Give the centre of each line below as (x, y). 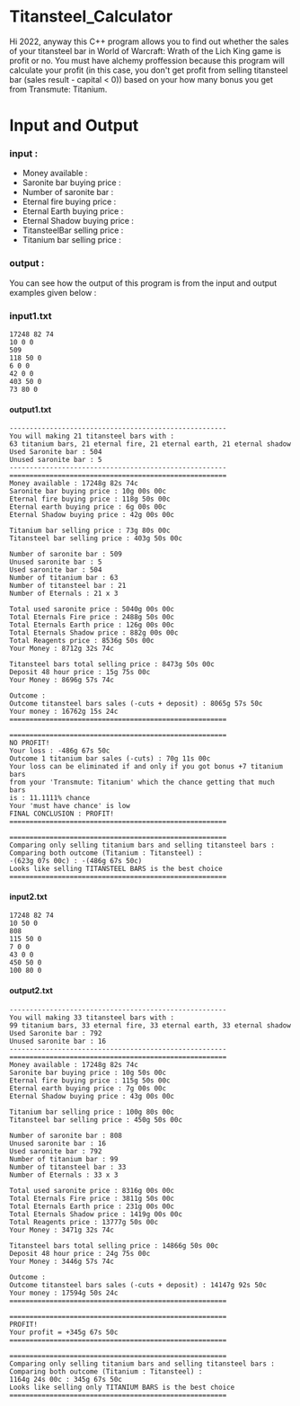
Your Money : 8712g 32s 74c (62, 649)
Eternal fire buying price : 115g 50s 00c (90, 1081)
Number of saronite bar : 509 (66, 555)
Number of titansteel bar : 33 (68, 1167)
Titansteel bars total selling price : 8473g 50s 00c (112, 664)
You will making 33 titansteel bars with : (92, 1018)
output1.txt (31, 409)
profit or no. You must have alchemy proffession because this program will (147, 60)
